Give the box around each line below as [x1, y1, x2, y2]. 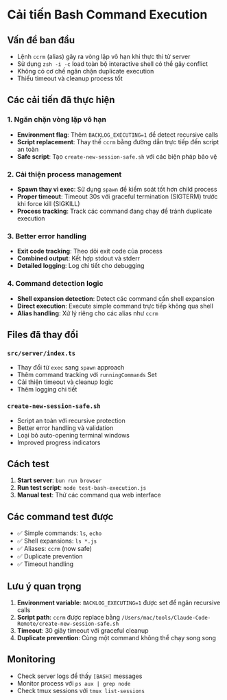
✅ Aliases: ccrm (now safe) [16, 545, 93, 553]
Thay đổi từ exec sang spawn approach [16, 363, 125, 372]
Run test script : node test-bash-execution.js [16, 484, 147, 492]
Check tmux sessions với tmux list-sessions [16, 686, 145, 695]
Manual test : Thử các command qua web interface [16, 491, 161, 499]
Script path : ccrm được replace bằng [16, 613, 121, 621]
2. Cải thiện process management [7, 169, 122, 179]
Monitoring [7, 653, 56, 666]
